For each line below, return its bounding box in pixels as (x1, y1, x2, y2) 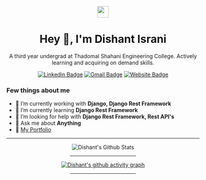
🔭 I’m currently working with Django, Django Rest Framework (15, 100, 172, 107)
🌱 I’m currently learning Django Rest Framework (15, 107, 138, 114)
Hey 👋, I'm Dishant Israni (39, 32, 167, 46)
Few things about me (6, 86, 71, 94)
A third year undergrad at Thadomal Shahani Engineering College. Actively (9, 52, 197, 59)
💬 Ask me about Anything (15, 119, 82, 127)
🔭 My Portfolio (15, 126, 51, 133)
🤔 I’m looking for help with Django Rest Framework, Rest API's (15, 113, 175, 121)
